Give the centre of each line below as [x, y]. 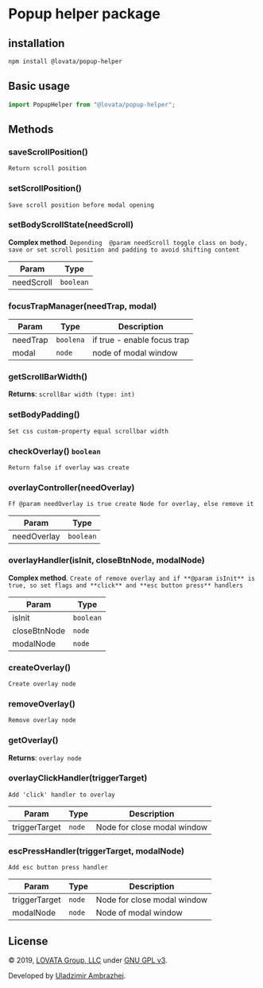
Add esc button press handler [58, 868]
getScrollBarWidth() [48, 377]
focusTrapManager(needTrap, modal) [83, 305]
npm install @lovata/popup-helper [66, 61]
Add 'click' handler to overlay [62, 795]
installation [37, 43]
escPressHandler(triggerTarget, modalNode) [97, 850]
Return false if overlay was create [69, 468]
